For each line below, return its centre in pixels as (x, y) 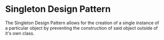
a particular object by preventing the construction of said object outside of (82, 28)
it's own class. (20, 33)
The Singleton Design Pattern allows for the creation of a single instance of (82, 23)
